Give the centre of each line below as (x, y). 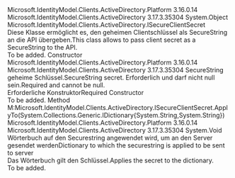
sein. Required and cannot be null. (56, 85)
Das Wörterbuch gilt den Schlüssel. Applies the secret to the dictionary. (111, 160)
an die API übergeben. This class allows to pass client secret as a (102, 40)
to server (21, 153)
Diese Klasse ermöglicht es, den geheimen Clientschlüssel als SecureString (117, 32)
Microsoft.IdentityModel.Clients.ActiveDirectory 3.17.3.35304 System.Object (118, 17)
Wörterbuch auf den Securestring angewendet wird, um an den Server (110, 138)
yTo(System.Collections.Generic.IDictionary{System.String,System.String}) (116, 115)
